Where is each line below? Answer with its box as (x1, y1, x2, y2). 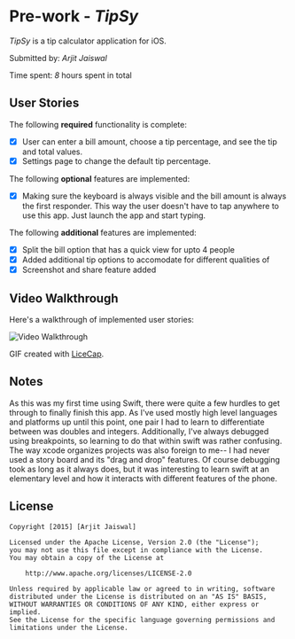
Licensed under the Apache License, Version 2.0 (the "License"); (9, 538, 260, 547)
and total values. (21, 146, 83, 157)
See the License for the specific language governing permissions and (9, 615, 276, 624)
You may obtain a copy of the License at (9, 553, 165, 562)
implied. (9, 607, 42, 617)
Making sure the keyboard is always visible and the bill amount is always (21, 191, 287, 201)
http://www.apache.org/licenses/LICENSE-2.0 (25, 569, 192, 578)
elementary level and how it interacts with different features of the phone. (9, 472, 277, 484)
